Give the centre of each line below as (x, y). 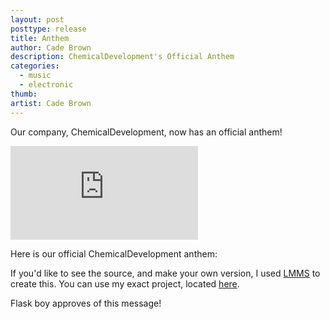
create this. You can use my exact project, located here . (125, 283)
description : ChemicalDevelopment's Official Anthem (122, 57)
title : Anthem (40, 38)
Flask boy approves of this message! (86, 303)
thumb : (24, 94)
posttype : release (48, 29)
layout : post (37, 19)
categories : (35, 66)
